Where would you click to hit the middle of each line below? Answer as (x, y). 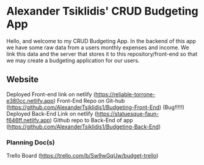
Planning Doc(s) (31, 142)
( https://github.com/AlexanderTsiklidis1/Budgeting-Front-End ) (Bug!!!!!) (95, 107)
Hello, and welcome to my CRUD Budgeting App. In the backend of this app (101, 41)
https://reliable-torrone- (126, 94)
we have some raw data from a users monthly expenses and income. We (98, 47)
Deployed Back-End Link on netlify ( (52, 113)
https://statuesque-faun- (128, 113)
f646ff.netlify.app (28, 120)
